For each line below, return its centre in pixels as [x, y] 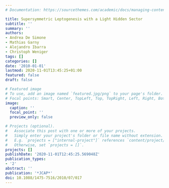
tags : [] [14, 56]
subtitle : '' [19, 24]
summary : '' [18, 28]
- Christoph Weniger [27, 52]
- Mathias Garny [22, 43]
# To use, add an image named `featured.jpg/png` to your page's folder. [84, 94]
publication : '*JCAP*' [29, 173]
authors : [14, 33]
